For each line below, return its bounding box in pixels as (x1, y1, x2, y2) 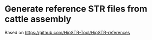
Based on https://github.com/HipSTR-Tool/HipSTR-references (4, 29, 130, 35)
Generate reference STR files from (4, 3, 148, 14)
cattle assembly (4, 13, 72, 25)
